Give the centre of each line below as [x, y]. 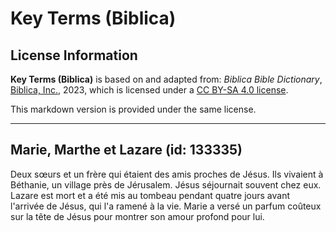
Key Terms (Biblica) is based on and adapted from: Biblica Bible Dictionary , [166, 79]
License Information [74, 55]
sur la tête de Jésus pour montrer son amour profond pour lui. [137, 216]
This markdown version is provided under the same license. [133, 109]
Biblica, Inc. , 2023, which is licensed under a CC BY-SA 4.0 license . [149, 90]
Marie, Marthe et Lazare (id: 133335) [126, 150]
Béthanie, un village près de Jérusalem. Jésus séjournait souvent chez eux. [166, 184]
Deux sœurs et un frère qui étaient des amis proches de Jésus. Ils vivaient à [167, 174]
